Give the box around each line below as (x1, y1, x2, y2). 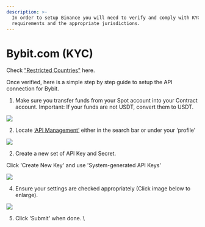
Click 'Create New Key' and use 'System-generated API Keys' (6, 162, 162, 169)
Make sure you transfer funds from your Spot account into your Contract (15, 97, 198, 104)
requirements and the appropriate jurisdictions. (12, 20, 140, 26)
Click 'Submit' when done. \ (15, 215, 85, 222)
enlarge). (15, 192, 38, 199)
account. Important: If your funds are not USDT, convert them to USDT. (15, 103, 194, 110)
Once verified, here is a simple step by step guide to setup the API (6, 79, 173, 86)
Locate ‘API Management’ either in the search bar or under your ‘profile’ (15, 126, 196, 134)
